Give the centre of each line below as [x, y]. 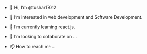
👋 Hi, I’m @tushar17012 [33, 8]
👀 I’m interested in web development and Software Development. [76, 17]
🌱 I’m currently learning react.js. [42, 27]
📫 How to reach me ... [33, 46]
